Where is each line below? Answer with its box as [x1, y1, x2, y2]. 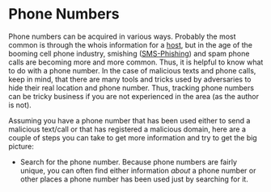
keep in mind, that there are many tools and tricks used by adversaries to [8, 74, 252, 84]
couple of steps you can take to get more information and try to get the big [8, 132, 257, 142]
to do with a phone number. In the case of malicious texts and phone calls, [8, 65, 256, 75]
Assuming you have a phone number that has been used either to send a [8, 115, 251, 125]
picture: [8, 141, 35, 151]
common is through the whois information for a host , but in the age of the [8, 40, 253, 49]
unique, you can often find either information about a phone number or [19, 165, 256, 175]
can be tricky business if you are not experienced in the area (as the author [8, 91, 260, 101]
